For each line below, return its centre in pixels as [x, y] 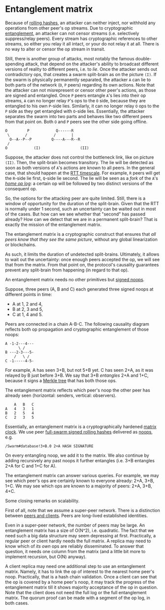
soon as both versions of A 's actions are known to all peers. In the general [80, 168]
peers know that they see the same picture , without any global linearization [81, 239]
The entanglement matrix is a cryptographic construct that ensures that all [81, 234]
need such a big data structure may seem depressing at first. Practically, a [81, 535]
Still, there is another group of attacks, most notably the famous [70, 58]
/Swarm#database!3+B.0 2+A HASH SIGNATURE [49, 446]
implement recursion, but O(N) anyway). [46, 557]
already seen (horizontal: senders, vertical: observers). [61, 395]
